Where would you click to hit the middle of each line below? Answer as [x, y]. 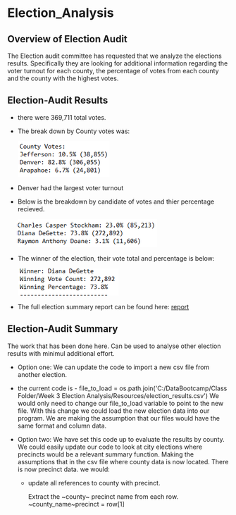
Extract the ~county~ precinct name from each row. [103, 496]
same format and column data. [62, 426]
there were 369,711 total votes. [62, 117]
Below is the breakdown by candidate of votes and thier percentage [116, 201]
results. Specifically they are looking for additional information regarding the [118, 63]
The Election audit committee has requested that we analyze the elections [114, 56]
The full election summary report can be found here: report [103, 306]
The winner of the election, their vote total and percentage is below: [116, 258]
